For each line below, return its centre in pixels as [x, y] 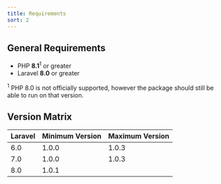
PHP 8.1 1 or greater [44, 65]
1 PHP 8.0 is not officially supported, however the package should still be [110, 87]
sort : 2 [18, 20]
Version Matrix [40, 117]
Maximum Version [139, 136]
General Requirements [56, 48]
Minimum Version [71, 136]
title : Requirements [37, 13]
